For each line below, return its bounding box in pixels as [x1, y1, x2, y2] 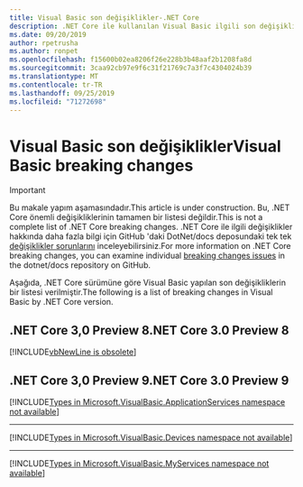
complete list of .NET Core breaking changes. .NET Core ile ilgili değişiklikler [9, 222, 293, 233]
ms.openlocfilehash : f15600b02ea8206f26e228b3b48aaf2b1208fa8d [9, 55, 252, 64]
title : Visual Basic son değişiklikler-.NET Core [9, 13, 200, 23]
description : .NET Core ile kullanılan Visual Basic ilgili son [9, 22, 256, 31]
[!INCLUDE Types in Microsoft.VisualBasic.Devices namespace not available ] [9, 432, 293, 443]
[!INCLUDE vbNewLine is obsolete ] [9, 346, 137, 357]
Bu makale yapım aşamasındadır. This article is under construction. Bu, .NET [9, 202, 290, 213]
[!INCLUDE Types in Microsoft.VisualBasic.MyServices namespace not [9, 457, 270, 469]
